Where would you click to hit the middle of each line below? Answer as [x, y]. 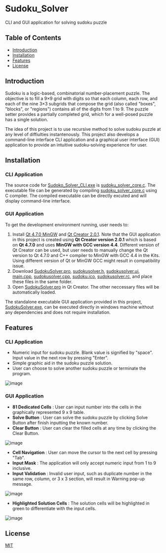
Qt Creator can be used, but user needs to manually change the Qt [80, 250]
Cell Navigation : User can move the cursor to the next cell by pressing [85, 452]
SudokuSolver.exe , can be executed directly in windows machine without [80, 307]
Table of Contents [33, 38]
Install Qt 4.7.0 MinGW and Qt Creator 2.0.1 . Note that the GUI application [86, 234]
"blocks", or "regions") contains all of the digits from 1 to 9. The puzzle [77, 109]
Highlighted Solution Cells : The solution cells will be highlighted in [81, 503]
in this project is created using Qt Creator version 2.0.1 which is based [84, 239]
